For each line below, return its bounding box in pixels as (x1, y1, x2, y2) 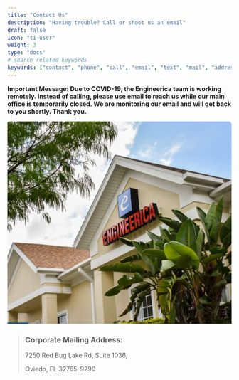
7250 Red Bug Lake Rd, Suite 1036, (24, 351, 128, 359)
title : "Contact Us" (7, 11, 69, 19)
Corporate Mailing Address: (24, 335, 123, 345)
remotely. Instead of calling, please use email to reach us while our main (7, 92, 225, 100)
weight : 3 (7, 41, 37, 49)
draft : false (7, 26, 46, 33)
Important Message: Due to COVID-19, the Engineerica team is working (7, 84, 222, 93)
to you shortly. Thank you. (7, 107, 87, 115)
